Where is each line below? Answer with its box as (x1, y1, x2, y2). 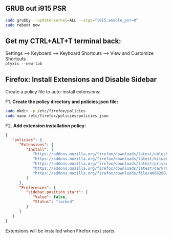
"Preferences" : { (18, 185, 56, 190)
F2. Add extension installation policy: (5, 123, 86, 129)
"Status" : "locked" (32, 200, 74, 205)
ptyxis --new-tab (5, 61, 42, 66)
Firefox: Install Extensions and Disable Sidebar (5, 75, 157, 84)
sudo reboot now (5, 23, 40, 28)
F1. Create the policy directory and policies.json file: (5, 98, 119, 105)
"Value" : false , (32, 194, 68, 200)
